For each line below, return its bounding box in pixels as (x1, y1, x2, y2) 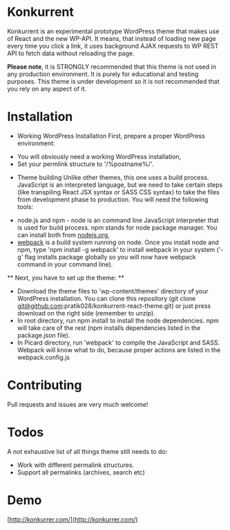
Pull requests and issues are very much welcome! (7, 400, 148, 408)
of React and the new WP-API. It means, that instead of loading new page (7, 34, 216, 42)
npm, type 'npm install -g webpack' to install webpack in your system (17, 245, 215, 253)
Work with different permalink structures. (17, 461, 135, 469)
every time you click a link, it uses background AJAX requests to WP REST (7, 42, 219, 50)
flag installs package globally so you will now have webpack (24, 253, 196, 261)
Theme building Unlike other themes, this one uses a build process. (17, 173, 209, 181)
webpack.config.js (17, 353, 70, 361)
